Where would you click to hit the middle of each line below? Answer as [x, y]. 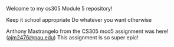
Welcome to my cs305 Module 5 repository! [59, 9]
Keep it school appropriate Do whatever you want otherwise [79, 20]
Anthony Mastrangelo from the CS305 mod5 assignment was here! [88, 31]
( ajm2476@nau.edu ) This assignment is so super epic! [72, 37]
